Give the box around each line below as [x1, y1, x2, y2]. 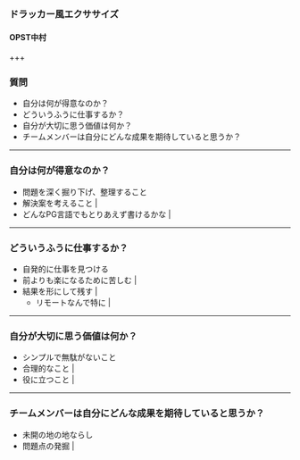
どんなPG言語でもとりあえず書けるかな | [21, 208, 171, 220]
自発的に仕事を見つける [21, 263, 109, 274]
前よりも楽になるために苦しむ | [21, 275, 137, 286]
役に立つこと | [21, 374, 75, 385]
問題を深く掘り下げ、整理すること [21, 186, 147, 197]
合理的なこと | [21, 364, 75, 374]
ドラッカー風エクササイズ [9, 7, 119, 20]
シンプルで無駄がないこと [21, 352, 117, 363]
